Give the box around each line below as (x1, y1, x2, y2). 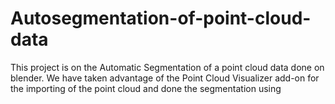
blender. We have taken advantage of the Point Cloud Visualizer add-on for (10, 72, 320, 84)
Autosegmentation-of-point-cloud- (10, 7, 312, 30)
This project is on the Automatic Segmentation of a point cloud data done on (10, 61, 325, 73)
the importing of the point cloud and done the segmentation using (10, 82, 282, 94)
